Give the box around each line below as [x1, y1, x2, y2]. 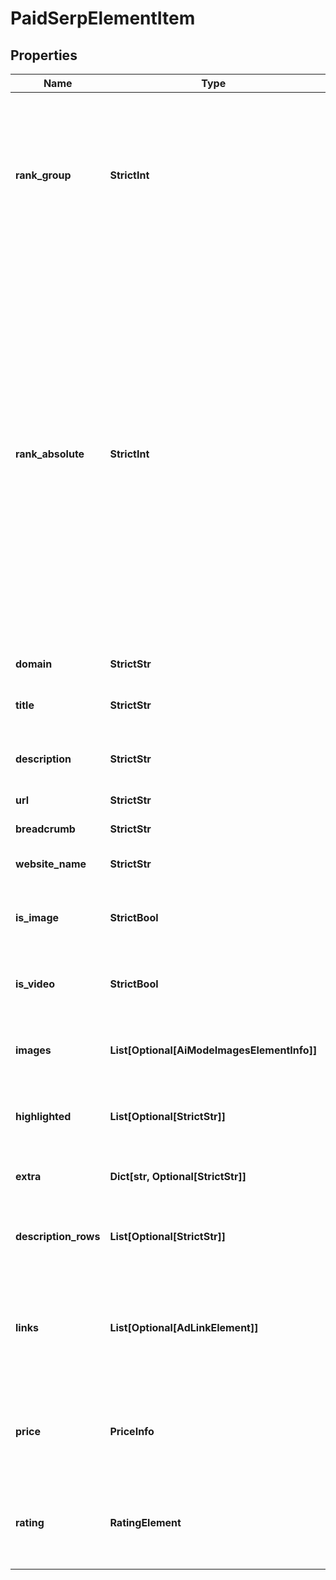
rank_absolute [15, 447, 85, 461]
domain [15, 657, 53, 671]
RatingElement [109, 1516, 182, 1529]
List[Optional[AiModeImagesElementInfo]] [109, 1043, 318, 1057]
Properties [10, 47, 78, 64]
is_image [15, 911, 60, 924]
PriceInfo [109, 1425, 155, 1438]
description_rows [15, 1230, 101, 1243]
